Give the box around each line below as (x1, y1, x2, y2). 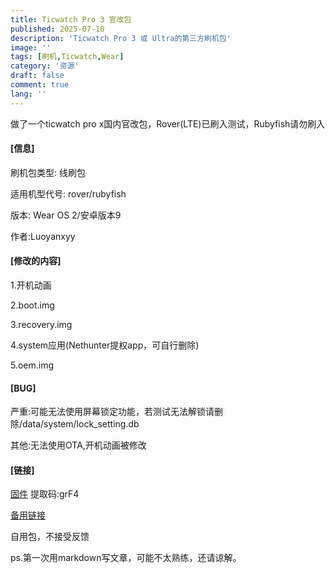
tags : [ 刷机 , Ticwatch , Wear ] (10, 52, 125, 62)
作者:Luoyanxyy (10, 230, 76, 242)
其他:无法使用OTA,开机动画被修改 (10, 439, 147, 451)
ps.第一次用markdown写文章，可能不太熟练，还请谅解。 (10, 552, 242, 564)
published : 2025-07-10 (10, 24, 105, 34)
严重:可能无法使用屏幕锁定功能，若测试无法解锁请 (10, 406, 215, 418)
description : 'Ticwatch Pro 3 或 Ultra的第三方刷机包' (10, 33, 232, 43)
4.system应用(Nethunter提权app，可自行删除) (10, 339, 200, 351)
